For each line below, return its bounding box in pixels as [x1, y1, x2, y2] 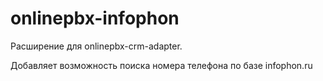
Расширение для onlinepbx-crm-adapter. [10, 40, 183, 52]
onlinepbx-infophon [10, 7, 180, 30]
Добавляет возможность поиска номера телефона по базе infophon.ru [10, 59, 313, 71]
